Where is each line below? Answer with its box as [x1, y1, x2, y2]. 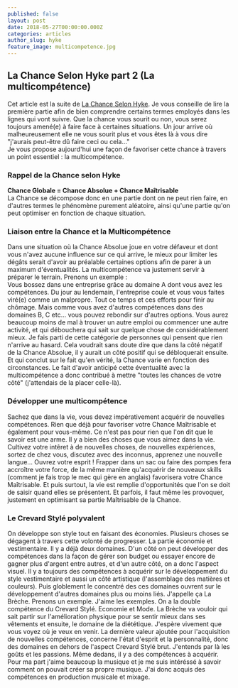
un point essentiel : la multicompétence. [7, 152, 124, 160]
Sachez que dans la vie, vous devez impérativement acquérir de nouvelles [7, 413, 225, 421]
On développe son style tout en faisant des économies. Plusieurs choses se [7, 530, 229, 537]
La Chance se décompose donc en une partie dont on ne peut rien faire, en [7, 194, 228, 202]
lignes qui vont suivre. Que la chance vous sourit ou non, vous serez [7, 114, 207, 123]
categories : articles [7, 30, 72, 38]
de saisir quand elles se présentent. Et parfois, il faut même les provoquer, [7, 488, 225, 496]
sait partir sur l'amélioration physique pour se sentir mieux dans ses [7, 612, 206, 621]
